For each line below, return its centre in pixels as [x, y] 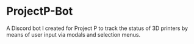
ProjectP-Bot [40, 11]
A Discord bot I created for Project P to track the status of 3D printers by [97, 28]
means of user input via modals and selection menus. [74, 34]
